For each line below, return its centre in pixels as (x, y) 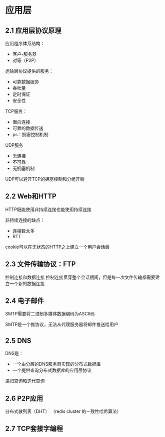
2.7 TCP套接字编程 (34, 429)
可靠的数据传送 (28, 128)
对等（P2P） (25, 60)
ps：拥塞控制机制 (30, 134)
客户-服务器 (24, 54)
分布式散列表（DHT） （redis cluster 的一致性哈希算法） (63, 411)
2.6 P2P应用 (24, 398)
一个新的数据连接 (27, 283)
